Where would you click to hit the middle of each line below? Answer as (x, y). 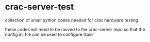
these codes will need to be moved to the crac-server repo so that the (75, 29)
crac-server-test (40, 7)
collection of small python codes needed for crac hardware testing (72, 20)
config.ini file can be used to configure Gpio (49, 34)
